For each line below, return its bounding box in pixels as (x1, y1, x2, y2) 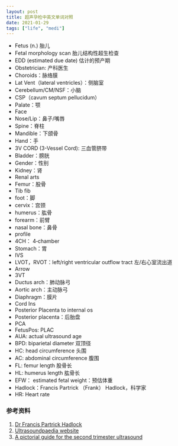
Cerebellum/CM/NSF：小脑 (14, 86, 82, 94)
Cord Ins (14, 300, 36, 307)
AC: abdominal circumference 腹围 (14, 355, 99, 362)
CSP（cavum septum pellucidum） (14, 94, 101, 101)
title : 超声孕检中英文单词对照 (6, 14, 73, 20)
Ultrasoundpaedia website (14, 427, 79, 434)
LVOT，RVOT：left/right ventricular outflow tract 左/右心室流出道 (14, 259, 173, 266)
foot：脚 (14, 194, 35, 201)
